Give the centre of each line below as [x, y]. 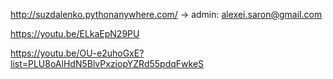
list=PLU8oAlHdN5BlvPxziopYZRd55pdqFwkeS [107, 63]
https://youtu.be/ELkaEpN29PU [75, 33]
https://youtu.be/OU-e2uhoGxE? [77, 53]
